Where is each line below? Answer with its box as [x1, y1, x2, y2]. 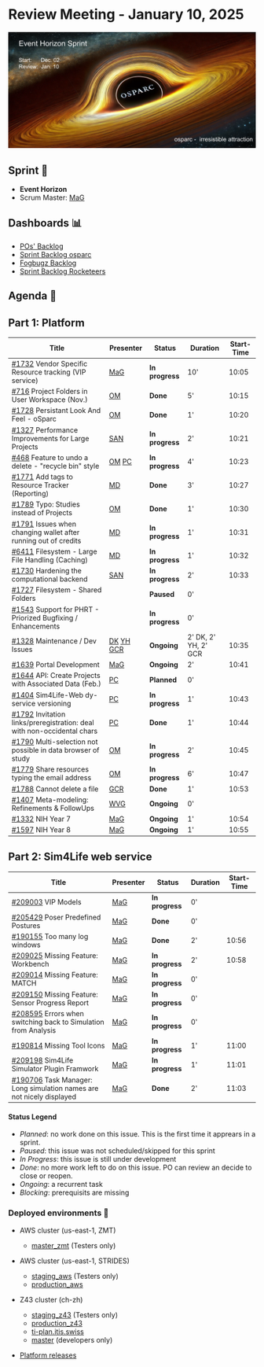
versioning [37, 698, 71, 708]
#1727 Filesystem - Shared [11, 585, 102, 595]
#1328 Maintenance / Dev [11, 636, 97, 646]
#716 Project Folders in [11, 387, 88, 396]
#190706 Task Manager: [11, 1075, 93, 1085]
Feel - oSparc [11, 415, 57, 424]
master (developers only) [31, 1335, 113, 1344]
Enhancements [11, 621, 60, 631]
